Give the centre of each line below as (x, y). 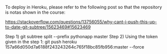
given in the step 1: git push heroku (41, 42)
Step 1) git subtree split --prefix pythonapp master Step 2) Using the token (82, 37)
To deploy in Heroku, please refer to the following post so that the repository (83, 7)
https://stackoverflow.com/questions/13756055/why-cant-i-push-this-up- (81, 22)
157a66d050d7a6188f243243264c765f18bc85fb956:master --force (75, 47)
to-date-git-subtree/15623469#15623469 (48, 27)
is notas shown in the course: (35, 12)
